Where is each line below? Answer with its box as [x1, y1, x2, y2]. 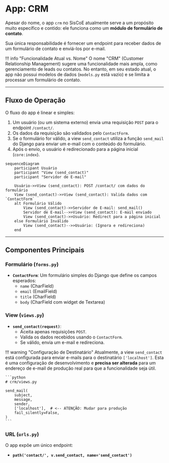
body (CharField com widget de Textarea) [20, 299, 106, 305]
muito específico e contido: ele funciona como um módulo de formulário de [5, 25, 163, 31]
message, [14, 397, 33, 402]
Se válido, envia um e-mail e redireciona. [20, 339, 105, 345]
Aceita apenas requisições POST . [20, 328, 87, 334]
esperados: [12, 278, 36, 284]
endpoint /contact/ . [12, 125, 54, 131]
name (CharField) [20, 283, 54, 289]
